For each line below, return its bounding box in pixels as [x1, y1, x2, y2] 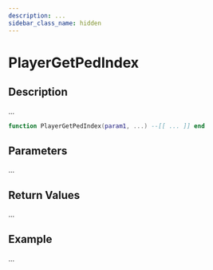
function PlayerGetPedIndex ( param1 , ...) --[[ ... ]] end [8, 121, 205, 130]
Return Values [8, 189, 81, 202]
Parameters [8, 144, 68, 157]
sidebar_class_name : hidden [8, 19, 102, 27]
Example [8, 232, 53, 246]
